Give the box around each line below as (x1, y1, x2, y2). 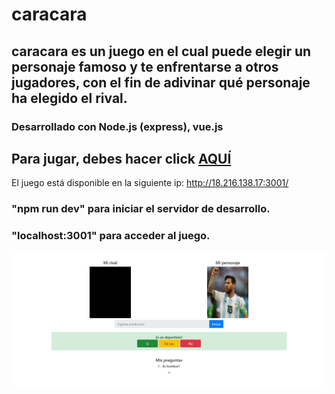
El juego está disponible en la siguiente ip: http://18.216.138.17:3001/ (11, 177, 289, 189)
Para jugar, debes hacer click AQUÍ (11, 150, 232, 167)
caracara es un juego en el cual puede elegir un (11, 43, 312, 60)
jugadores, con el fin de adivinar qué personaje (11, 74, 311, 91)
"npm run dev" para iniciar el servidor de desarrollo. (11, 202, 271, 216)
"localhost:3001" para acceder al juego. (11, 229, 211, 243)
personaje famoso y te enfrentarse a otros (11, 58, 279, 75)
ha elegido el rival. (11, 89, 128, 107)
